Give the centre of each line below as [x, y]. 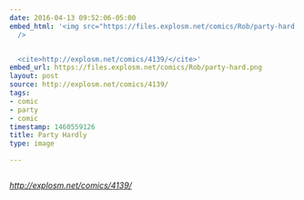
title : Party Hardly [49, 135]
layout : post [34, 76]
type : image [32, 144]
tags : [20, 93]
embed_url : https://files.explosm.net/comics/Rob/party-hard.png [136, 68]
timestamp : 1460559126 [52, 127]
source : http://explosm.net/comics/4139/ [89, 85]
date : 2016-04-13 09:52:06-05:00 [73, 18]
